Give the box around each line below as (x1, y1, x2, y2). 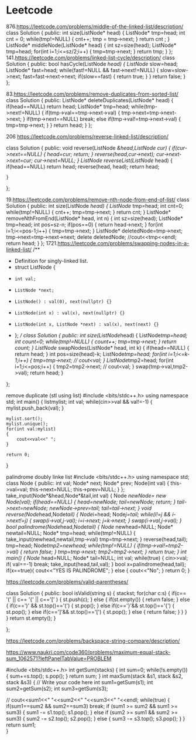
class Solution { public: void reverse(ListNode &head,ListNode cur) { (6, 144, 171, 151)
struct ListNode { (14, 263, 56, 271)
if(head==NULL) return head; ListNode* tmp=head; (6, 103, 130, 110)
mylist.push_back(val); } (6, 404, 64, 411)
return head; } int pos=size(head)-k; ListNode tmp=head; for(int (14, 350, 167, 357)
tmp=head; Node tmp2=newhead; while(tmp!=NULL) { (6, 542, 136, 549)
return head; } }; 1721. (6, 239, 58, 246)
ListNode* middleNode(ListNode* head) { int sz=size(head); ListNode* (6, 42, 177, 49)
